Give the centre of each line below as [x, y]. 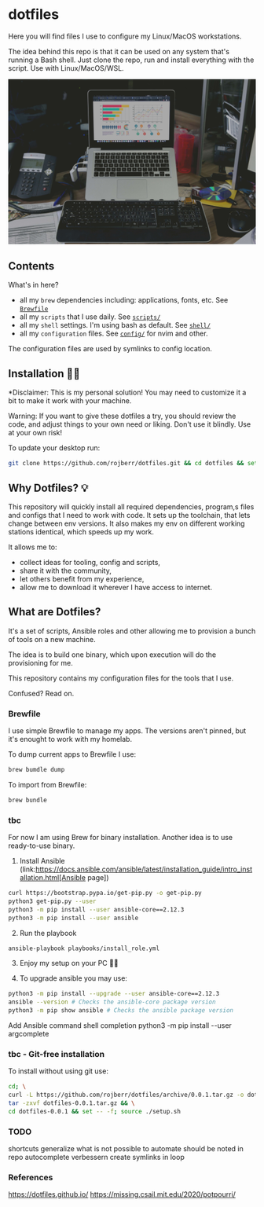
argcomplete [29, 1034]
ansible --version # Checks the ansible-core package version [112, 1002]
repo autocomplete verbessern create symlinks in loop [96, 1157]
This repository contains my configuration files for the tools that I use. [121, 678]
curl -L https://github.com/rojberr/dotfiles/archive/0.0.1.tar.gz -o [126, 1095]
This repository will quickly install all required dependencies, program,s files [131, 506]
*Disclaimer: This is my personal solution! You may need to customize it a [127, 393]
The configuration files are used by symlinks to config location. [110, 349]
